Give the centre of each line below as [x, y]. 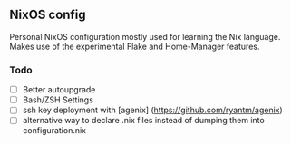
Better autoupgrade [59, 90]
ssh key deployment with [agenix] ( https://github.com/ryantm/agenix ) [152, 110]
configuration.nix [54, 130]
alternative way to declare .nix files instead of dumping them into [143, 121]
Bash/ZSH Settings [58, 100]
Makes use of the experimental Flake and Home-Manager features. [135, 46]
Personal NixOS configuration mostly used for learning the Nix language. [145, 36]
